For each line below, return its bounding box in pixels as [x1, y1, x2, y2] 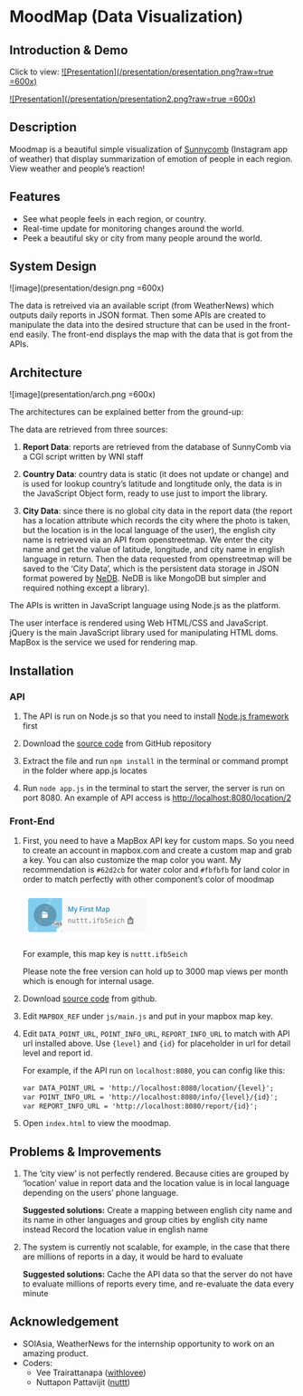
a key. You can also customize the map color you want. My [22, 855, 241, 865]
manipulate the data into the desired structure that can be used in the [9, 320, 268, 330]
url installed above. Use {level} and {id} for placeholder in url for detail [22, 1038, 291, 1049]
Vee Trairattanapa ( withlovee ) [35, 1367, 147, 1378]
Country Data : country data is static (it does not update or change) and [22, 469, 289, 480]
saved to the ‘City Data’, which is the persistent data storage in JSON [22, 563, 279, 574]
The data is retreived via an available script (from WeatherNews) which [9, 301, 274, 311]
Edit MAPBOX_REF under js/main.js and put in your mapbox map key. [22, 1011, 273, 1022]
